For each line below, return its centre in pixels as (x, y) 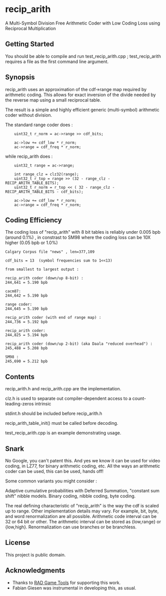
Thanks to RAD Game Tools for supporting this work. (67, 582)
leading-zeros (19, 404)
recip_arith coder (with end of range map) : (53, 318)
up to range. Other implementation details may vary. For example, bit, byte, (82, 511)
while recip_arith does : (29, 156)
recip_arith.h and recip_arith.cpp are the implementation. (63, 389)
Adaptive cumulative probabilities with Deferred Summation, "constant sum (82, 491)
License (18, 543)
